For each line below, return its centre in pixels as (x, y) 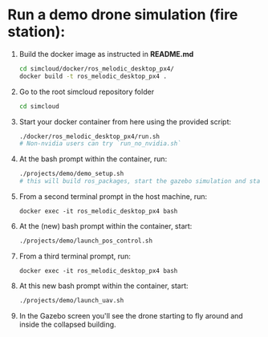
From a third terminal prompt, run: (75, 256)
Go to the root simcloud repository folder (86, 91)
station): (37, 32)
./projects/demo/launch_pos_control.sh (86, 241)
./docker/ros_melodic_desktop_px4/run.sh (89, 136)
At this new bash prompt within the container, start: (104, 286)
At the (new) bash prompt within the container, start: (106, 226)
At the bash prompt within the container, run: (93, 159)
